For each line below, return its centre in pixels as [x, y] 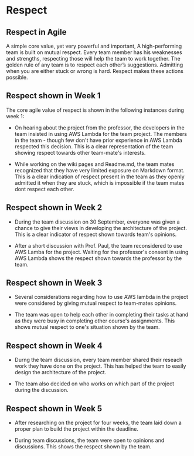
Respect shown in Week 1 [53, 96]
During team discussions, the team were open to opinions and [89, 440]
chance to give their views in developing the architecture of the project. [101, 228]
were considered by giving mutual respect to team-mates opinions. [96, 303]
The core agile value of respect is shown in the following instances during [95, 110]
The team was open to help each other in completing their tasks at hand [101, 315]
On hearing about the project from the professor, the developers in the [99, 128]
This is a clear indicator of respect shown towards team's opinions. [96, 234]
